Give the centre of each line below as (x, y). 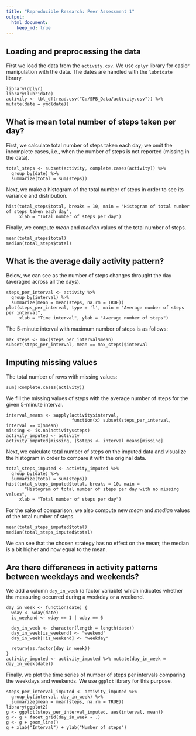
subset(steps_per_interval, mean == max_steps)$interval (77, 345)
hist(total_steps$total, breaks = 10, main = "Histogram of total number (98, 206)
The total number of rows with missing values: (62, 376)
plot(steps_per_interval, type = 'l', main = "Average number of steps (95, 308)
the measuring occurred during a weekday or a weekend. (75, 597)
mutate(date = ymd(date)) (37, 104)
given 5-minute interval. (35, 404)
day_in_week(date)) (30, 664)
